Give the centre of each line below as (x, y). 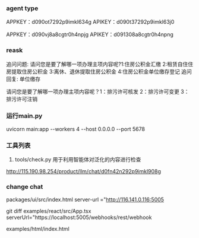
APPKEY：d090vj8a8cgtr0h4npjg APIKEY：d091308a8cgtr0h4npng (90, 34)
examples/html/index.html (38, 229)
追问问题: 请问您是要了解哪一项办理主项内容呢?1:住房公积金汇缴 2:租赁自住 (97, 64)
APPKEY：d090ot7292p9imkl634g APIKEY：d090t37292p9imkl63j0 (90, 22)
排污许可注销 (22, 99)
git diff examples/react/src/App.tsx (49, 211)
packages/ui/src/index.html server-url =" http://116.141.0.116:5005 (85, 199)
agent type (22, 8)
